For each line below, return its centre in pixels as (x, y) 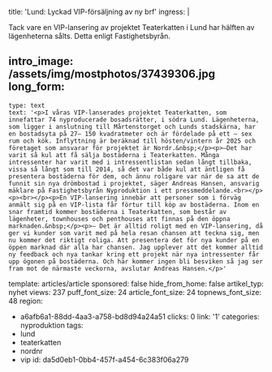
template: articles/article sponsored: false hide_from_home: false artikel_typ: (136, 284)
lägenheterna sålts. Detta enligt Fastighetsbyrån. (89, 36)
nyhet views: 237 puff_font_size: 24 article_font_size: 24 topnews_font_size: (135, 292)
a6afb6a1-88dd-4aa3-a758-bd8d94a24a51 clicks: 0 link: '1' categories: (140, 316)
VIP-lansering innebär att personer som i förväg (156, 198)
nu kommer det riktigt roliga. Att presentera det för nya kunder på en (134, 240)
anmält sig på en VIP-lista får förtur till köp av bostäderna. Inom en (134, 205)
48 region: (26, 301)
